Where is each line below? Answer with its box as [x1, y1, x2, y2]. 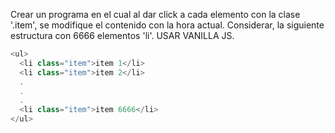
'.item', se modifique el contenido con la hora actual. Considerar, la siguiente [10, 19, 325, 31]
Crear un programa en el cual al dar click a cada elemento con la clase [10, 9, 301, 20]
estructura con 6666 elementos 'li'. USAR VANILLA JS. [10, 30, 235, 41]
